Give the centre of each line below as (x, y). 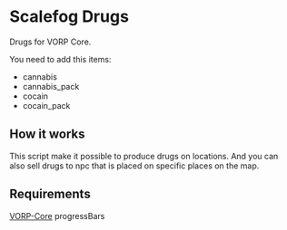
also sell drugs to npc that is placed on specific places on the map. (134, 166)
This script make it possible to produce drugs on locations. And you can (144, 156)
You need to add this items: (60, 59)
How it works (47, 134)
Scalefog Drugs (69, 17)
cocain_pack (46, 105)
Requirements (50, 194)
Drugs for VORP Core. (50, 42)
